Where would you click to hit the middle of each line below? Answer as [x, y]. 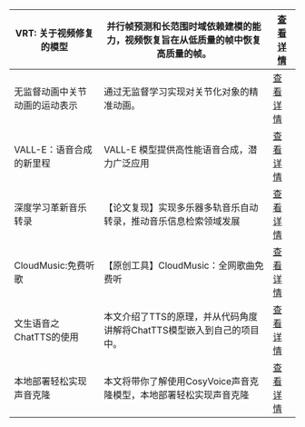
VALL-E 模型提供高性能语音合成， [176, 149]
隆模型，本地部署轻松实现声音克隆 [177, 395]
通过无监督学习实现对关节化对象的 [177, 92]
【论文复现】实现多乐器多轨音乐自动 [181, 208]
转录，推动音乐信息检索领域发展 [172, 221]
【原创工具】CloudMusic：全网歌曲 [179, 265]
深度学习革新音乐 [51, 208]
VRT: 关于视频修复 [54, 33]
